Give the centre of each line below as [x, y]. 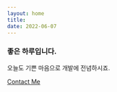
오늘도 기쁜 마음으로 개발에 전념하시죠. [58, 68]
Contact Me [24, 81]
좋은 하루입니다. [32, 51]
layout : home [26, 13]
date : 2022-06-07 [32, 26]
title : [17, 20]
